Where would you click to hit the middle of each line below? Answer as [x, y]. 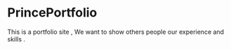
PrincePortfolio [52, 13]
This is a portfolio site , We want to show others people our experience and [116, 32]
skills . [16, 39]
